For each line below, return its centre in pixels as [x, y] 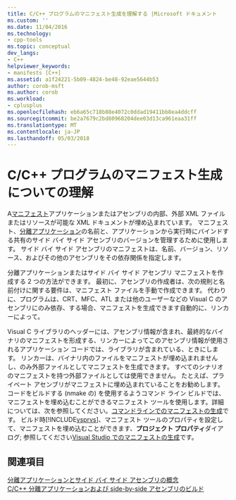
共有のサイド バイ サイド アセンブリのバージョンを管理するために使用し [117, 240]
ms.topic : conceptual [39, 46]
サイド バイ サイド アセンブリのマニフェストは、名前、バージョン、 [119, 249]
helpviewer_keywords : [39, 66]
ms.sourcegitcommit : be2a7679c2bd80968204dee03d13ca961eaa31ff [102, 118]
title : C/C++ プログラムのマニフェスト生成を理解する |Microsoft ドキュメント [112, 14]
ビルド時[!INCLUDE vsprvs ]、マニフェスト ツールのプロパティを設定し [122, 420]
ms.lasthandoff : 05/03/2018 [49, 138]
